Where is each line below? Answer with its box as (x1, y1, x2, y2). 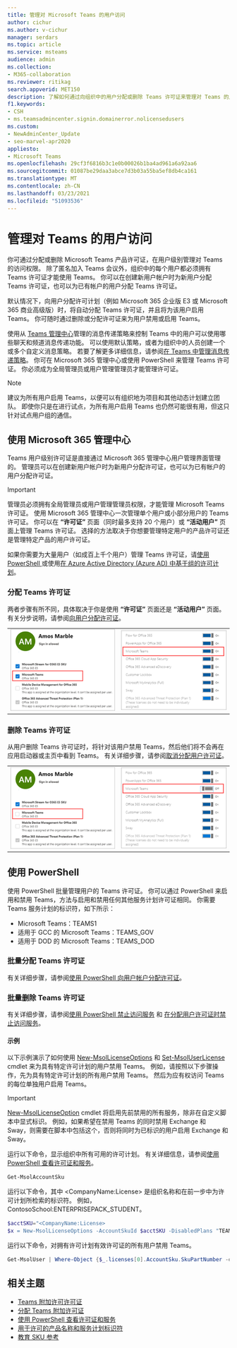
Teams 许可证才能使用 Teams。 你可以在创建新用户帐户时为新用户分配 (7, 273, 212, 281)
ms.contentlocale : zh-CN (7, 183, 80, 190)
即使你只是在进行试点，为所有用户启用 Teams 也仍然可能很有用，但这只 (20, 402, 230, 411)
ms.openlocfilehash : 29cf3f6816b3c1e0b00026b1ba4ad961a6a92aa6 (7, 160, 197, 167)
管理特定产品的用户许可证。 (13, 535, 94, 544)
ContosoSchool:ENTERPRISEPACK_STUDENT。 (7, 1205, 146, 1213)
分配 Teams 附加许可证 (17, 1306, 85, 1315)
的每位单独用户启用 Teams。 (7, 1080, 90, 1088)
